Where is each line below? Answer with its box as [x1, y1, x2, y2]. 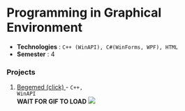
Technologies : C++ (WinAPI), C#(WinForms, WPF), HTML [16, 42, 179, 51]
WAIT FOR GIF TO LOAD [16, 97, 87, 105]
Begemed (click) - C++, [16, 83, 83, 92]
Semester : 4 [16, 50, 55, 58]
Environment [6, 19, 83, 35]
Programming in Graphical [6, 5, 162, 21]
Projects [6, 67, 36, 77]
